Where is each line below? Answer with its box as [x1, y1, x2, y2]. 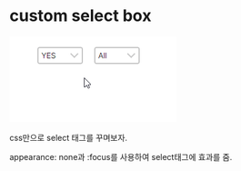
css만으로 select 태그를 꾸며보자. [9, 132, 128, 143]
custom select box [9, 5, 152, 26]
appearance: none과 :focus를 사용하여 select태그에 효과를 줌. [9, 151, 233, 162]
